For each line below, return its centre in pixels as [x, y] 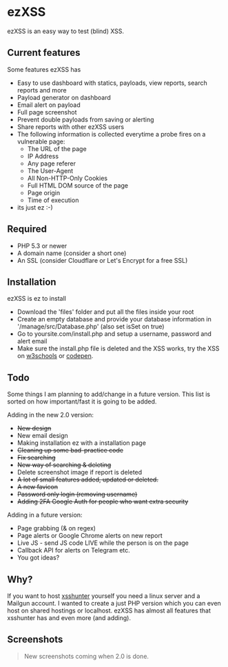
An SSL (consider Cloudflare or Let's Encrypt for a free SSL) [102, 260]
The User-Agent [50, 170]
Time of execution [53, 200]
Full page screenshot [47, 112]
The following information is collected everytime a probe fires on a [111, 134]
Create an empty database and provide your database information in [114, 319]
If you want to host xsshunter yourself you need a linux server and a [104, 596]
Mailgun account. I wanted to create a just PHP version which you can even [114, 603]
